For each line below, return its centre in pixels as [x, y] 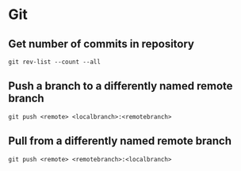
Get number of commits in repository [101, 44]
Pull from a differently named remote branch [120, 141]
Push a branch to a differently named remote [120, 86]
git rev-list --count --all [55, 62]
